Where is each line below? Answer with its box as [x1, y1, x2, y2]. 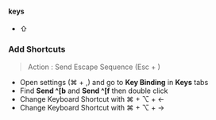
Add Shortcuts [8, 44, 66, 55]
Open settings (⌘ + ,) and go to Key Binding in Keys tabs [19, 77, 209, 87]
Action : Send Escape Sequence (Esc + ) [27, 62, 161, 72]
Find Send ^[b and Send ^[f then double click [19, 86, 168, 95]
